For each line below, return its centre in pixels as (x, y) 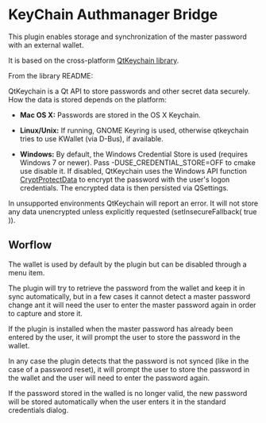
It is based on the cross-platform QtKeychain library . (94, 60)
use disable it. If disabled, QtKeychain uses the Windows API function (133, 171)
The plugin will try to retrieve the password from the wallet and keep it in (127, 288)
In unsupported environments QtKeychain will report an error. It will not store (133, 203)
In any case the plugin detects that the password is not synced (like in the (129, 361)
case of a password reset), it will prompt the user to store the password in (129, 369)
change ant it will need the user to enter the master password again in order (132, 305)
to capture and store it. (46, 313)
